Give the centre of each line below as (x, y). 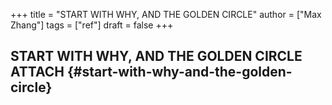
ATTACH (37, 72)
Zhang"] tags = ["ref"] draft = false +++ (92, 25)
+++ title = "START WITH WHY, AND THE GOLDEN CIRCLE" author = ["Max (166, 14)
